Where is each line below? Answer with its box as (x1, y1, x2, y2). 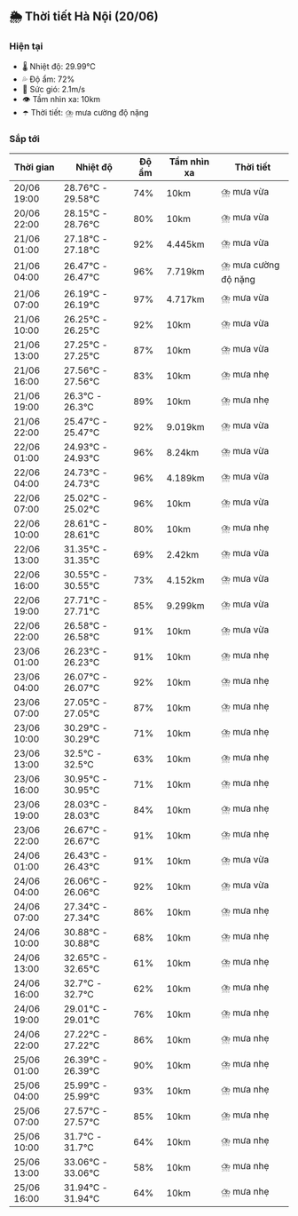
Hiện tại (9, 40, 43, 52)
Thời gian (13, 161, 55, 173)
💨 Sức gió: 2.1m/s (21, 83, 86, 94)
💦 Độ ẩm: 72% (21, 74, 75, 84)
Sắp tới (9, 132, 40, 145)
